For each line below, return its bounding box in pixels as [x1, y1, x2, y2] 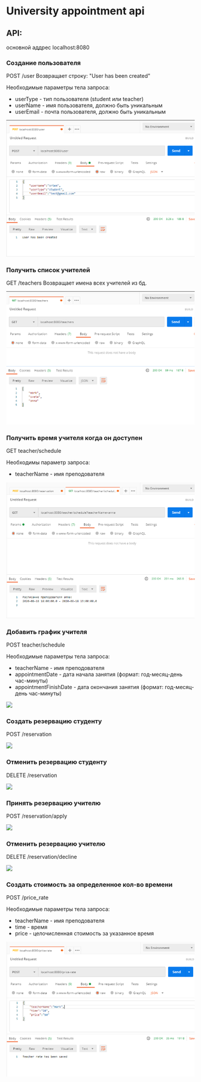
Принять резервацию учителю [6, 798, 101, 807]
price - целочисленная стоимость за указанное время [14, 930, 154, 937]
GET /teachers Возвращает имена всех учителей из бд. [6, 279, 147, 286]
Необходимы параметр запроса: [6, 459, 90, 466]
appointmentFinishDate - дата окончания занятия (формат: [14, 683, 164, 690]
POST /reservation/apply [6, 812, 68, 819]
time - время [14, 923, 48, 931]
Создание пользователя [6, 59, 81, 67]
